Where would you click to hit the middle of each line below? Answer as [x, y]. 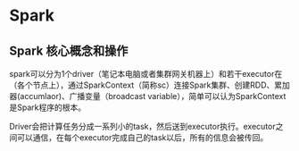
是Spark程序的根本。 [48, 107]
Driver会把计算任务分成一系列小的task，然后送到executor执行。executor [142, 126]
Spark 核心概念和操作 [69, 50]
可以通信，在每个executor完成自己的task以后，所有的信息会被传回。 [142, 138]
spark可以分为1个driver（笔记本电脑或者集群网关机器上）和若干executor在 [146, 74]
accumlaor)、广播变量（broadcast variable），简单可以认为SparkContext [153, 96]
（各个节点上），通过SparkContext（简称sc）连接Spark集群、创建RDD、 [142, 85]
